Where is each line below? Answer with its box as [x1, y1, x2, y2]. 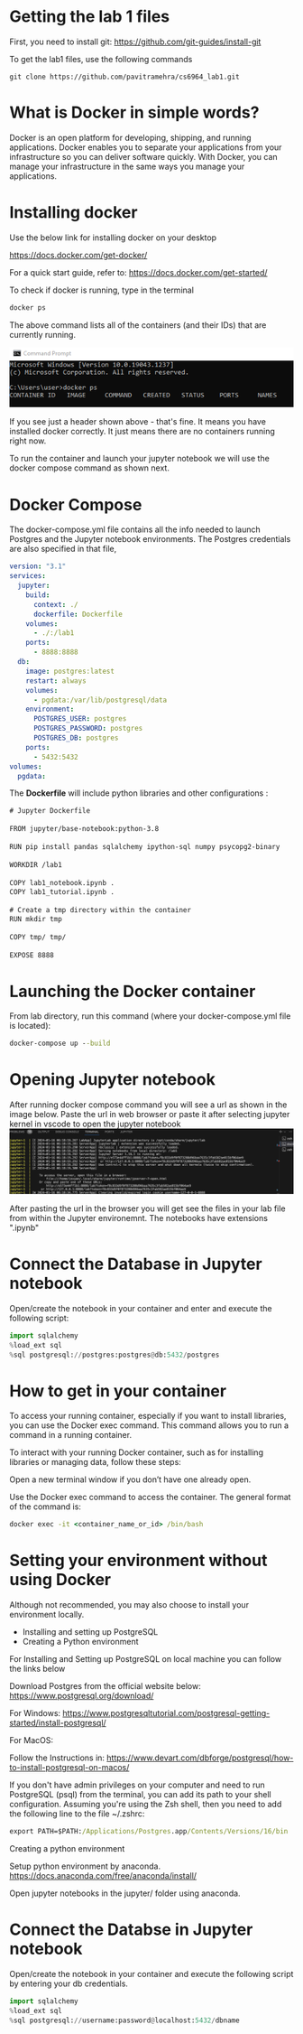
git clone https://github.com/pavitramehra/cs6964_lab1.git [9, 72, 241, 81]
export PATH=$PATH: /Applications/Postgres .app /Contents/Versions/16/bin [9, 1827, 289, 1836]
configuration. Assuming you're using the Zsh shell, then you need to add [9, 1799, 282, 1810]
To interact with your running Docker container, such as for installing [9, 1447, 264, 1458]
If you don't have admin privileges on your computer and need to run [9, 1779, 265, 1790]
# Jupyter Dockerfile [9, 807, 91, 816]
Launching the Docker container [9, 981, 256, 1002]
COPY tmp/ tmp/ [9, 933, 67, 942]
